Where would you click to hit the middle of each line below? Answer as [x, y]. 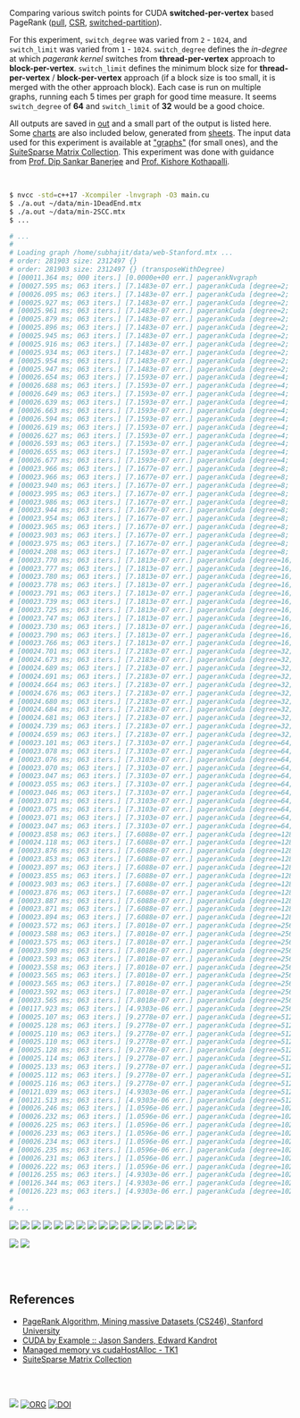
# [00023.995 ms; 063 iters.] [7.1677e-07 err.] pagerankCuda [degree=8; [150, 494]
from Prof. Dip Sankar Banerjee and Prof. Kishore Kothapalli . [120, 161]
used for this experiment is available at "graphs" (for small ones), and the [144, 143]
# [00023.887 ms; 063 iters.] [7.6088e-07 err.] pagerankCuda [127, 901]
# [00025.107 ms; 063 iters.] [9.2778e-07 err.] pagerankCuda [127, 1017]
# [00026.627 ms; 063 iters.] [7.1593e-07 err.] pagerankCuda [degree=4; [150, 436]
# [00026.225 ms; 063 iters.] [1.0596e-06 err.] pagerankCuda [127, 1125]
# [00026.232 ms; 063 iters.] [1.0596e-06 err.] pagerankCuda [127, 1117]
